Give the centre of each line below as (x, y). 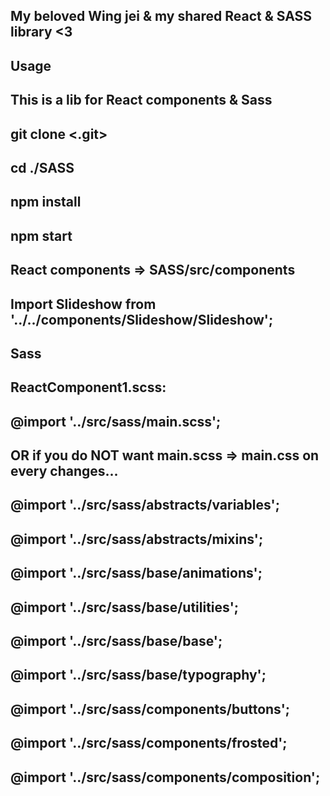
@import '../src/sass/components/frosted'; (149, 743)
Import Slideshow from (83, 304)
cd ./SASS (42, 167)
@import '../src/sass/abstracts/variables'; (145, 505)
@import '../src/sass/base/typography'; (138, 675)
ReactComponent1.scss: (88, 387)
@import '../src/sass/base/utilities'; (124, 607)
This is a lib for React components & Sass (141, 100)
